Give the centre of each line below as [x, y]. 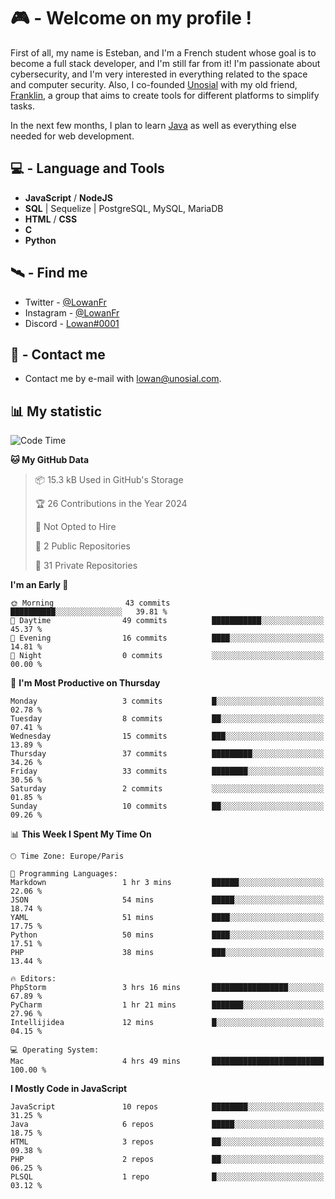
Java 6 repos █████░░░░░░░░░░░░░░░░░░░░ [167, 1125]
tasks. [23, 106]
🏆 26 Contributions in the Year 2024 [111, 504]
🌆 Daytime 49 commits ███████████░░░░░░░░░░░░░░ [167, 621]
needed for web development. [72, 136]
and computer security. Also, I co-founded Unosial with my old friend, [154, 84]
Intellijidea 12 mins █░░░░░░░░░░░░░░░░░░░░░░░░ [167, 1023]
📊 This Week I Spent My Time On [81, 834]
